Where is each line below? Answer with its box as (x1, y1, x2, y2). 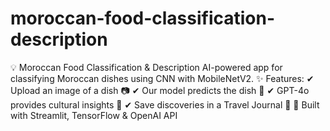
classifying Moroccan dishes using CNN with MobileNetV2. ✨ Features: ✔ (10, 72, 315, 84)
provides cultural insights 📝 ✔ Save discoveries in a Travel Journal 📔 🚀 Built (10, 98, 320, 111)
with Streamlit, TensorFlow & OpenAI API (10, 109, 178, 121)
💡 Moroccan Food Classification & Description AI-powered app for (10, 61, 283, 73)
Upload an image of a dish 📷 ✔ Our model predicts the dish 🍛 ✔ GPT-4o (10, 84, 310, 96)
